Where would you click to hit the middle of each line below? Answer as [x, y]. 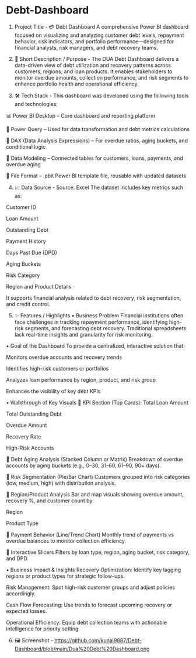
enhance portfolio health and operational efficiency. [76, 84]
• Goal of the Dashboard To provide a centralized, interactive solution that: [95, 345]
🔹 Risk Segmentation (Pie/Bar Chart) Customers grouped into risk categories [98, 477]
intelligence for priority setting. [43, 628]
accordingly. [21, 593]
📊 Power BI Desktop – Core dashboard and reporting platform [81, 115]
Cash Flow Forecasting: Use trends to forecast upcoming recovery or [89, 605]
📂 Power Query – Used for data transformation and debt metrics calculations [98, 129]
